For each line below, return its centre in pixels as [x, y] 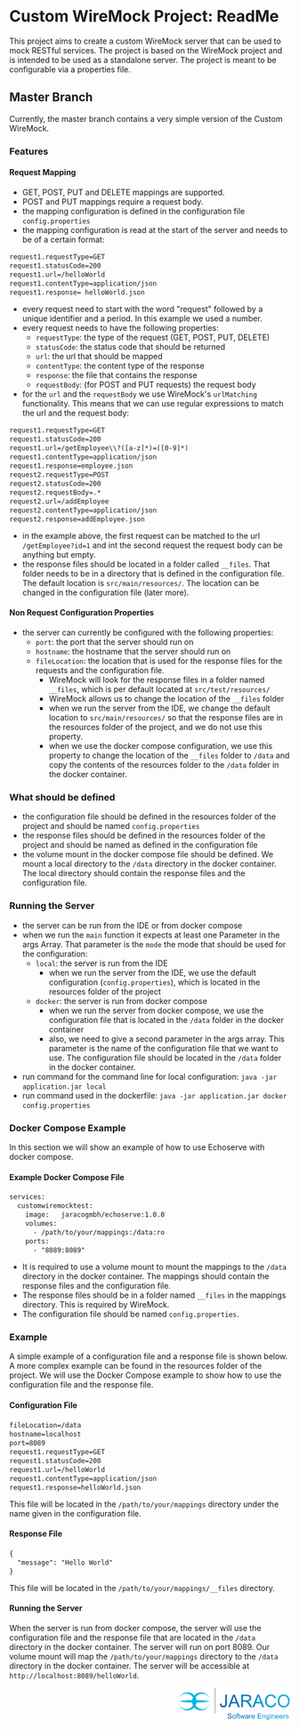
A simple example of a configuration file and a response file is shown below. [149, 1356]
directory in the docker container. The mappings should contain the [145, 1276]
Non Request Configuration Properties [81, 613]
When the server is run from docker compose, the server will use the [135, 1628]
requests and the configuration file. [100, 671]
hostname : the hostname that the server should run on [133, 652]
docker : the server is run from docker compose [121, 1001]
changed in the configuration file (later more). [105, 592]
